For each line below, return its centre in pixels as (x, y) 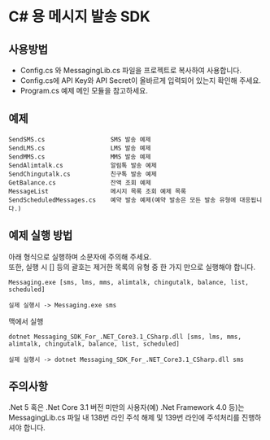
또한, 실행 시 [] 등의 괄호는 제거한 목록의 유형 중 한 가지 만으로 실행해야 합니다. (132, 267)
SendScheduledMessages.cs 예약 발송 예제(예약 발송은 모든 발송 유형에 (122, 200)
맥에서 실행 (26, 321)
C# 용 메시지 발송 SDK (79, 17)
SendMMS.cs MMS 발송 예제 (80, 157)
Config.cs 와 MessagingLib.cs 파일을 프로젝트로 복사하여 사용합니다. (131, 70)
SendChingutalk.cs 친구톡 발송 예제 (83, 174)
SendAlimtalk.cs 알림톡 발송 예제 (83, 165)
